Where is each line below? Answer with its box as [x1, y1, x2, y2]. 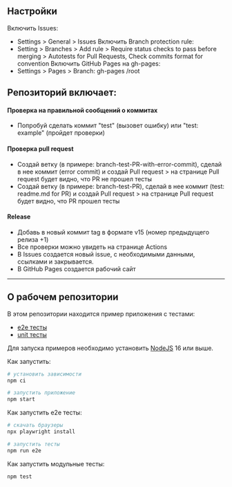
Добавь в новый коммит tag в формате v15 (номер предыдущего [17, 228, 209, 236]
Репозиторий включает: [7, 86, 117, 99]
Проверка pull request [7, 145, 74, 153]
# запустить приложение [7, 389, 76, 396]
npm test [7, 473, 32, 480]
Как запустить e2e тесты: [7, 408, 82, 417]
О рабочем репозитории [7, 291, 119, 303]
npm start [7, 396, 36, 403]
